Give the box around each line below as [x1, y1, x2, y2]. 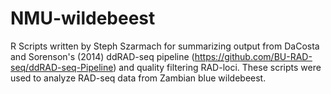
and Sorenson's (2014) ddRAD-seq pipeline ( [10, 50, 195, 62]
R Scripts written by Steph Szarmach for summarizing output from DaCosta [10, 40, 320, 52]
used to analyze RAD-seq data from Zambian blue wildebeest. [10, 72, 267, 84]
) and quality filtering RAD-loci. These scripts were [113, 61, 322, 73]
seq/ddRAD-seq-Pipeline [10, 61, 114, 73]
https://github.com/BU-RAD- [194, 50, 313, 62]
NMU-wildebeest [10, 7, 156, 30]
